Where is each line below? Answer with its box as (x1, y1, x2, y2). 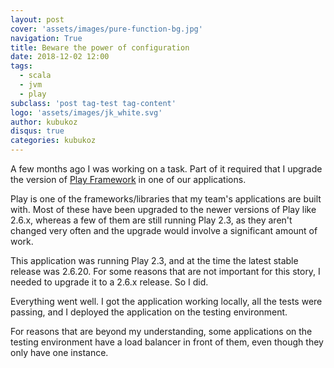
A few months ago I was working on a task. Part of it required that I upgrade (10, 163, 323, 175)
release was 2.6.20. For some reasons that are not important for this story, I (10, 266, 321, 277)
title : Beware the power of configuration (10, 42, 190, 53)
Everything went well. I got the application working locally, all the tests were (10, 296, 323, 307)
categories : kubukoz (10, 136, 97, 146)
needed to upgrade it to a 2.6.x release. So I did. (10, 276, 209, 288)
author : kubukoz (10, 117, 78, 127)
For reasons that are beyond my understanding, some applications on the (10, 326, 313, 337)
